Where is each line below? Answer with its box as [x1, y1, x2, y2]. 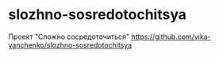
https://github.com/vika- [130, 32, 212, 41]
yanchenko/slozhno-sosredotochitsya [8, 40, 133, 49]
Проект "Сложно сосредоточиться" [8, 32, 130, 41]
